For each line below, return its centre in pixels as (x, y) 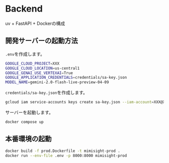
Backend (24, 9)
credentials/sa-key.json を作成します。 (47, 93)
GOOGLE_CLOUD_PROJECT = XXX (32, 64)
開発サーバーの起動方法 (41, 41)
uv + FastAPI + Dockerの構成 (35, 23)
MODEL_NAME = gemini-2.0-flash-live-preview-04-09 (57, 82)
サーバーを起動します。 (29, 112)
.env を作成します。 (25, 54)
